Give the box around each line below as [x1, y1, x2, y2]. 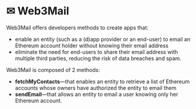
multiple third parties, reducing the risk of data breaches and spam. [14, 54, 182, 62]
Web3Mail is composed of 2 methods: [6, 66, 100, 73]
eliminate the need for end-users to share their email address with [14, 48, 179, 55]
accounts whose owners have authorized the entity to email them [14, 84, 177, 91]
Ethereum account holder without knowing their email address [14, 42, 169, 49]
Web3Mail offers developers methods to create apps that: [6, 24, 149, 31]
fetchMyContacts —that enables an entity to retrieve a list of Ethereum [14, 78, 190, 85]
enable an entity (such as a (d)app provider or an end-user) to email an [14, 35, 191, 43]
